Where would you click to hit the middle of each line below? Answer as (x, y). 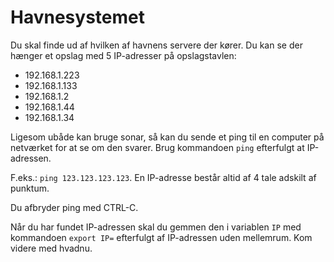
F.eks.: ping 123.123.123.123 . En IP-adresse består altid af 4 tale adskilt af (163, 177)
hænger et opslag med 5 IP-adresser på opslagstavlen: (123, 55)
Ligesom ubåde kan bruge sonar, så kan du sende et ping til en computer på (167, 137)
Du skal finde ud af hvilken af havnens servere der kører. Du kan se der (156, 45)
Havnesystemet (77, 17)
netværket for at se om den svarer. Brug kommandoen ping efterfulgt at (157, 147)
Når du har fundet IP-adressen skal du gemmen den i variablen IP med (156, 227)
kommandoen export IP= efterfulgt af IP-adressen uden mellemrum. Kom (161, 237)
